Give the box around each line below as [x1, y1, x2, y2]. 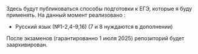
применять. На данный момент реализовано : [6, 11, 126, 19]
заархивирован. [6, 41, 48, 48]
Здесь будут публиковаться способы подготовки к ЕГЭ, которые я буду [6, 5, 193, 12]
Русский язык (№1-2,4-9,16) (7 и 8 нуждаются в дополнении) [15, 23, 173, 30]
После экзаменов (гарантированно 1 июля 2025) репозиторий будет [6, 35, 185, 41]
